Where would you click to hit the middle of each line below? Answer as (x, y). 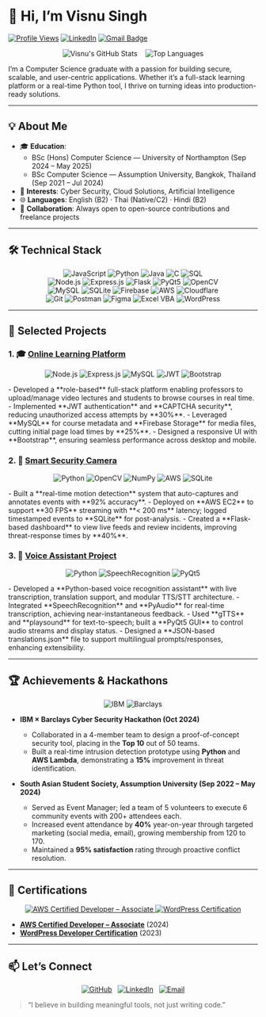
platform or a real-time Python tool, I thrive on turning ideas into (112, 86)
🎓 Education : (43, 146)
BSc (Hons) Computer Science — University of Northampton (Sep (139, 157)
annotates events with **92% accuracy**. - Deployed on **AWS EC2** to (131, 502)
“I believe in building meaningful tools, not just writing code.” (126, 1005)
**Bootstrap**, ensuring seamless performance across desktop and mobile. (133, 440)
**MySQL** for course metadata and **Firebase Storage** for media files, (132, 423)
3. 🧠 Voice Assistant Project (63, 556)
